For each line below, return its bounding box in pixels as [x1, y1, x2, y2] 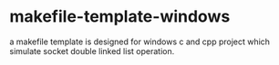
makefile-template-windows [9, 6, 231, 27]
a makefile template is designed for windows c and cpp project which [9, 36, 271, 47]
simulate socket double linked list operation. [9, 45, 175, 56]
